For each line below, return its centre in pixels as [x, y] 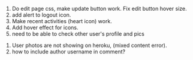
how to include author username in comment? [69, 52]
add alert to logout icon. [41, 15]
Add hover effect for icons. [45, 27]
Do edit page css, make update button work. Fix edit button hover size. [99, 9]
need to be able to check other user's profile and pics [78, 34]
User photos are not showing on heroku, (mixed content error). [89, 45]
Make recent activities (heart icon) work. [62, 21]
